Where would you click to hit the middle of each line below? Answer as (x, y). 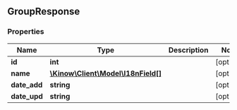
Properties (26, 32)
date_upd (27, 96)
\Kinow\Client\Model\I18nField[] (106, 73)
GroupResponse (44, 12)
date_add (27, 85)
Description (188, 50)
